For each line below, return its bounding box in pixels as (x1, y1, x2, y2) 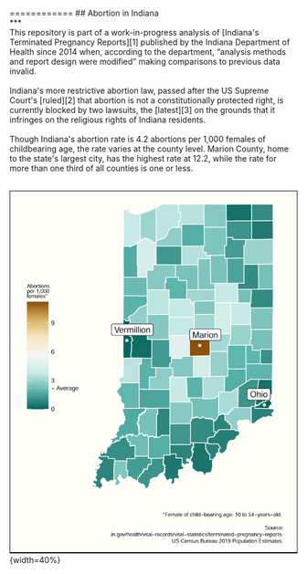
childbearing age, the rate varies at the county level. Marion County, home (9, 143, 290, 154)
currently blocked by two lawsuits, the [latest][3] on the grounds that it (9, 105, 276, 115)
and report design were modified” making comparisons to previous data (9, 57, 281, 67)
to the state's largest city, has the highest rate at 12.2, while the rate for (9, 153, 277, 163)
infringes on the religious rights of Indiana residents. (9, 114, 206, 125)
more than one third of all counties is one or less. (9, 162, 194, 173)
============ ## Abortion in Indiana (9, 7, 160, 18)
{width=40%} (9, 554, 61, 565)
